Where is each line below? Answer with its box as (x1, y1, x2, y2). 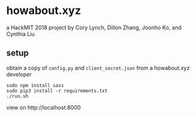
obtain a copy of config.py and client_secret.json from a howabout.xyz (6, 64, 191, 71)
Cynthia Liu (6, 30, 35, 37)
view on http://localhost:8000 (6, 104, 81, 111)
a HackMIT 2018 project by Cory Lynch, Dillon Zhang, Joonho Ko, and (6, 24, 182, 31)
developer (6, 71, 32, 78)
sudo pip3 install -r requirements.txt (6, 88, 108, 94)
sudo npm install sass (6, 82, 64, 88)
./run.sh (6, 93, 29, 99)
